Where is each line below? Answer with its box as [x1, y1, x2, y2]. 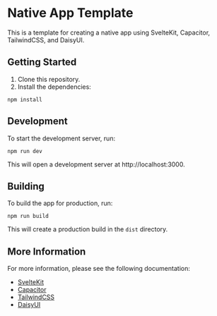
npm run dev [7, 147, 42, 154]
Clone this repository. [17, 75, 81, 83]
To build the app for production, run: [7, 199, 113, 207]
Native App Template [7, 5, 134, 21]
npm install [7, 96, 42, 103]
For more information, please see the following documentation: [7, 265, 191, 273]
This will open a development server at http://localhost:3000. [7, 160, 185, 169]
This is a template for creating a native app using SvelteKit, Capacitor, [7, 28, 211, 37]
